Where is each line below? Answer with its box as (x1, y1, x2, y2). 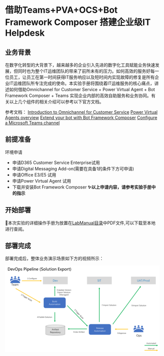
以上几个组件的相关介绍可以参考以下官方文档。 (9, 99, 104, 104)
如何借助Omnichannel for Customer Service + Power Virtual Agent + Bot (9, 87, 155, 92)
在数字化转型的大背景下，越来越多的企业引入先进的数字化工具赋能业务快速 (5, 62, 155, 68)
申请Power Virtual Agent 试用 (12, 178, 71, 184)
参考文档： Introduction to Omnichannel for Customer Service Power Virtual (5, 109, 158, 115)
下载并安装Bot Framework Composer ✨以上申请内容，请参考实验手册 (12, 184, 152, 190)
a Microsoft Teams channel (5, 120, 60, 125)
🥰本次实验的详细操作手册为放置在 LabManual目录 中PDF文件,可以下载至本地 (5, 220, 156, 226)
